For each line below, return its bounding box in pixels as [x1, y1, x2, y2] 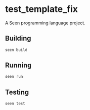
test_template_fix [5, 3, 78, 15]
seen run [5, 74, 23, 79]
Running [5, 61, 32, 70]
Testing [5, 88, 29, 96]
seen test [5, 101, 26, 106]
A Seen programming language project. [5, 20, 86, 26]
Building [5, 34, 31, 43]
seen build [5, 47, 28, 53]
